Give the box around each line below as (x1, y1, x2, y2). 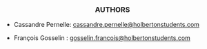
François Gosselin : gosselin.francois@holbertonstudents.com (13, 34, 191, 42)
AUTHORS (95, 5, 130, 14)
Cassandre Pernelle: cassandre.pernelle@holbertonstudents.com (13, 21, 200, 29)
